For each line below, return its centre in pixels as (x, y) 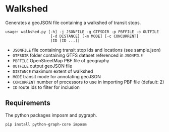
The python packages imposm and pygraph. (51, 115)
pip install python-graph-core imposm (46, 124)
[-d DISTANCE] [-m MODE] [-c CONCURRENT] (94, 36)
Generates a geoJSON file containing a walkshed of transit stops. (73, 23)
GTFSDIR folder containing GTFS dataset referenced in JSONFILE (77, 55)
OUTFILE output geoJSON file (42, 66)
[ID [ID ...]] (65, 41)
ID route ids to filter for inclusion (46, 87)
